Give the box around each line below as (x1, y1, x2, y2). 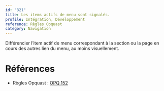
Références (5, 63, 55, 75)
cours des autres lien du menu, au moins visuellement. (5, 45, 119, 52)
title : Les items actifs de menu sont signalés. (5, 12, 110, 17)
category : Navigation (5, 26, 51, 31)
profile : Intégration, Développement (5, 17, 85, 22)
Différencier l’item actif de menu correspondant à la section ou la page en (5, 40, 159, 46)
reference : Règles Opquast (5, 21, 62, 27)
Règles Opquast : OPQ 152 (12, 80, 68, 86)
